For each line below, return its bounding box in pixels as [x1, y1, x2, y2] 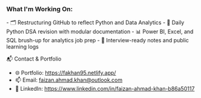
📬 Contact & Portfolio [6, 55, 62, 62]
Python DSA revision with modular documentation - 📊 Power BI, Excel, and [6, 28, 194, 35]
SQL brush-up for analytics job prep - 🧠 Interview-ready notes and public [6, 37, 189, 44]
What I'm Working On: [6, 5, 73, 13]
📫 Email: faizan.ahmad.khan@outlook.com [15, 76, 123, 83]
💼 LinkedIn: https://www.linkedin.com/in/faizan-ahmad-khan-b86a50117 [15, 85, 195, 93]
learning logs [6, 43, 39, 50]
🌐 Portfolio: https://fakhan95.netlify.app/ [15, 69, 116, 77]
